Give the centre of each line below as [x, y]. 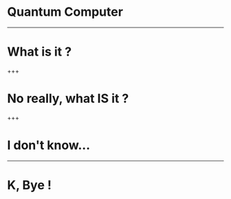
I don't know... [49, 145]
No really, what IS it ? [68, 98]
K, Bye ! [29, 185]
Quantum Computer [65, 12]
